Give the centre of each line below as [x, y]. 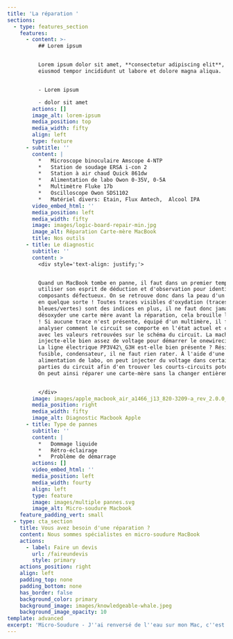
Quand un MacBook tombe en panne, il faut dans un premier [125, 283]
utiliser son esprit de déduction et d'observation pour [122, 290]
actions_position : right [55, 567]
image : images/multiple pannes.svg [84, 502]
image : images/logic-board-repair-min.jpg [94, 226]
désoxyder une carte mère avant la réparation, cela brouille [130, 315]
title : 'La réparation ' [43, 14]
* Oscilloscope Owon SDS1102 [83, 193]
